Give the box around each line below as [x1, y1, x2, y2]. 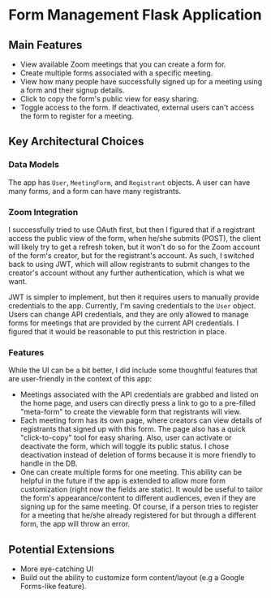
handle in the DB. [19, 458, 79, 468]
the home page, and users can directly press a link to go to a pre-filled [19, 398, 256, 408]
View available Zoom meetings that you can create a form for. [19, 59, 226, 69]
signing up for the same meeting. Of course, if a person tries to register [19, 501, 259, 512]
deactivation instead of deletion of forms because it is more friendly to [19, 450, 256, 460]
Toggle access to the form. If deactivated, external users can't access [19, 103, 255, 112]
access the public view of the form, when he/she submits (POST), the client [8, 233, 261, 243]
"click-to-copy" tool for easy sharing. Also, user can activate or [19, 432, 232, 443]
